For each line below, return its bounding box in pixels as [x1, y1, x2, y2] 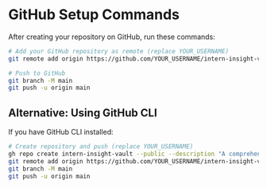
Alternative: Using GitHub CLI [8, 106, 157, 119]
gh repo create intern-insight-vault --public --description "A [8, 150, 226, 158]
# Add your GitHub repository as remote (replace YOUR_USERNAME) [8, 47, 229, 55]
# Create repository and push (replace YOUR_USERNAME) [8, 143, 194, 151]
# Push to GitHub [8, 69, 66, 77]
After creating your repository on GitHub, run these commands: [8, 32, 216, 41]
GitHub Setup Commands [8, 6, 180, 24]
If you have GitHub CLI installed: [8, 127, 114, 137]
